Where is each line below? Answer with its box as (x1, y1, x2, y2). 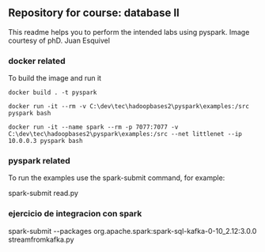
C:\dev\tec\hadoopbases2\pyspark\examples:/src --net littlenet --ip (8, 130, 243, 138)
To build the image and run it (8, 73, 101, 83)
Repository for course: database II (8, 6, 180, 20)
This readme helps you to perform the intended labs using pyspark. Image (8, 27, 250, 36)
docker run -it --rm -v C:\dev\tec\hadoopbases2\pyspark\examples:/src (8, 103, 249, 111)
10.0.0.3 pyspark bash (8, 137, 83, 145)
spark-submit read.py (8, 189, 79, 198)
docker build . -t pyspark (8, 88, 97, 97)
